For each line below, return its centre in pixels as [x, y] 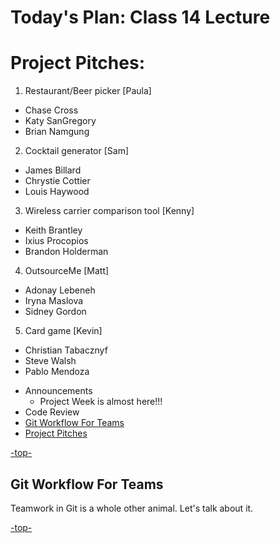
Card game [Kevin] [63, 331]
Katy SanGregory [60, 121]
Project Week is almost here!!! [101, 402]
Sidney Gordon [55, 312]
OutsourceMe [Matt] [67, 271]
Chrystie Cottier [57, 181]
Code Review [52, 412]
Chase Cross [51, 110]
